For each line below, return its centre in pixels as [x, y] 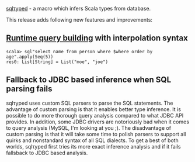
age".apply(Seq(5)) [30, 57]
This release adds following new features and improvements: [79, 20]
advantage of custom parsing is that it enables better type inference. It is [93, 109]
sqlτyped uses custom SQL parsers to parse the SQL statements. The [90, 103]
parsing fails [29, 89]
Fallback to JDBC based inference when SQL [89, 80]
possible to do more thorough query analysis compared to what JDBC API [95, 115]
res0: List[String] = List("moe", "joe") [57, 62]
